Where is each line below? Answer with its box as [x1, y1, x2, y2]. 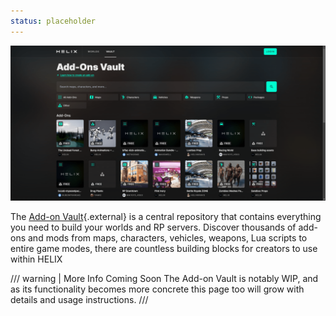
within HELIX [10, 253, 63, 265]
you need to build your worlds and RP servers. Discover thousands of [10, 221, 297, 233]
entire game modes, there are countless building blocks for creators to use [10, 242, 318, 254]
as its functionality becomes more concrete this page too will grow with [10, 283, 305, 295]
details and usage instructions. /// [10, 293, 149, 305]
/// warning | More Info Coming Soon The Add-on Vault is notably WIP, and [10, 272, 319, 284]
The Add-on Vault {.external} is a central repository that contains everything [10, 210, 322, 222]
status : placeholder [10, 16, 97, 26]
